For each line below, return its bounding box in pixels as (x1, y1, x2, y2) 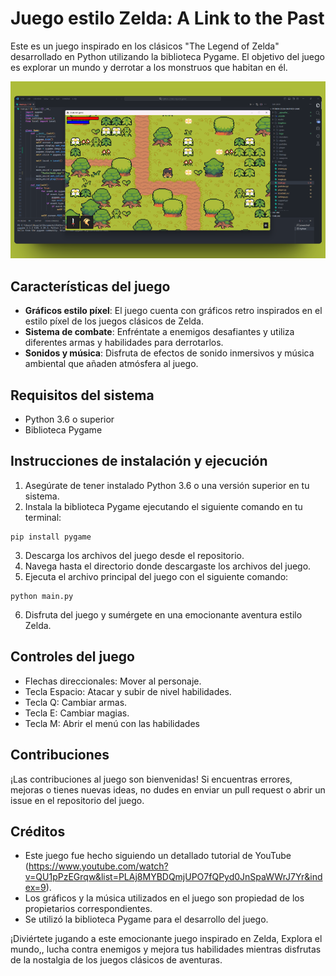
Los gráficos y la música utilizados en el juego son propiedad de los (24, 892, 305, 904)
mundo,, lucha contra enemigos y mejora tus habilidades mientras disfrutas (10, 943, 322, 956)
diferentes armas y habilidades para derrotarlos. (24, 337, 224, 349)
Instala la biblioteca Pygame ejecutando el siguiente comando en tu (24, 500, 303, 512)
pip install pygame (10, 532, 92, 542)
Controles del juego (10, 648, 135, 666)
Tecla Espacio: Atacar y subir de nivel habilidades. (24, 685, 232, 697)
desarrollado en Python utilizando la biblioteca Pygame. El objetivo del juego (10, 50, 325, 62)
